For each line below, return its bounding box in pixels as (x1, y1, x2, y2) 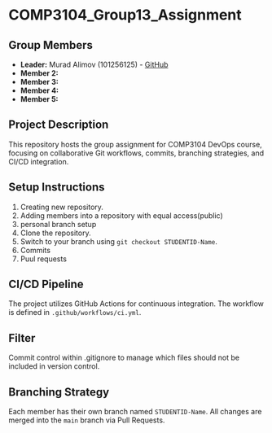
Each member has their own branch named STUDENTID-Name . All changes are (8, 407, 262, 417)
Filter (8, 331, 36, 345)
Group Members (8, 38, 94, 52)
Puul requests (20, 254, 68, 264)
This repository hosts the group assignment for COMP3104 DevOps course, (8, 139, 262, 149)
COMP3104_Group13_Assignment (8, 6, 242, 24)
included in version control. (8, 361, 100, 371)
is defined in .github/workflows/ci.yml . (8, 308, 142, 317)
